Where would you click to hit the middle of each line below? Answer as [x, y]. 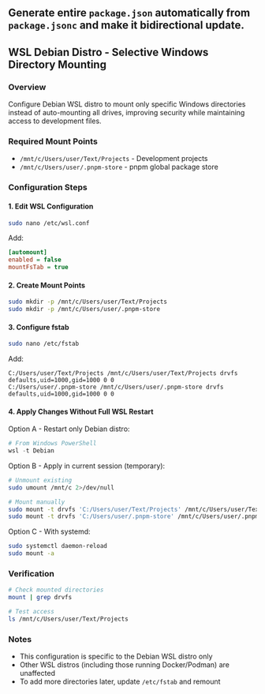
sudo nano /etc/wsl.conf [49, 223]
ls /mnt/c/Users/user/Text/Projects [68, 619]
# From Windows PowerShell [52, 444]
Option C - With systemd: [49, 531]
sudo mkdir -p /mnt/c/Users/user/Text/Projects [88, 302]
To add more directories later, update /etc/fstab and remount [120, 681]
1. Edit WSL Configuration [51, 206]
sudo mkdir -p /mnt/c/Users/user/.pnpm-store [84, 309]
